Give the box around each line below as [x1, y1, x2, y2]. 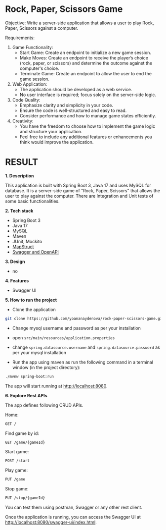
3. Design [5, 259, 25, 265]
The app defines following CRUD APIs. [5, 402, 83, 408]
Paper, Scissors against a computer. [5, 25, 79, 31]
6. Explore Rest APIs [5, 392, 48, 398]
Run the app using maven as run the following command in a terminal [12, 359, 153, 365]
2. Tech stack [5, 208, 34, 213]
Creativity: [12, 118, 34, 124]
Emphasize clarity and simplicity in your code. [19, 102, 114, 108]
